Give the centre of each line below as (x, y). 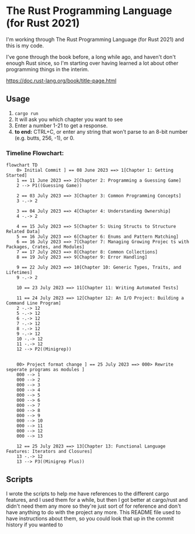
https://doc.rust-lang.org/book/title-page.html (61, 81)
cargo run (27, 113)
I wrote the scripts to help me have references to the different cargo (88, 493)
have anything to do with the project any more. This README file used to (93, 512)
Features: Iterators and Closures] (49, 452)
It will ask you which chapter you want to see (69, 119)
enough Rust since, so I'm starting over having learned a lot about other (92, 63)
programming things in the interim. (48, 69)
